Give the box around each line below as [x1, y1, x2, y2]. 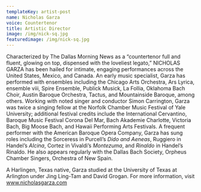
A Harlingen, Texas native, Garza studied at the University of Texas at [6, 166, 178, 173]
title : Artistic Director [6, 25, 71, 32]
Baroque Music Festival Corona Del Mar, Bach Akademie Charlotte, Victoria [6, 117, 191, 123]
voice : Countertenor [6, 20, 58, 26]
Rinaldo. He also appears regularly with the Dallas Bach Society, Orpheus [6, 148, 187, 156]
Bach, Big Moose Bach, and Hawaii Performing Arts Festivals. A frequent [6, 123, 185, 130]
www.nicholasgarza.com [6, 179, 68, 186]
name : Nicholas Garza [6, 14, 60, 20]
